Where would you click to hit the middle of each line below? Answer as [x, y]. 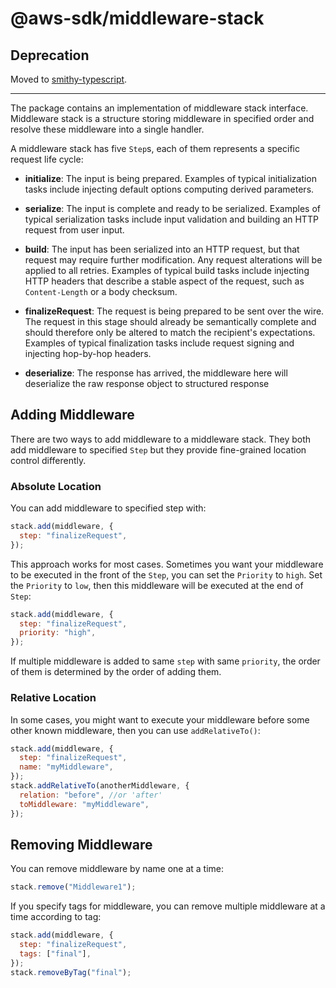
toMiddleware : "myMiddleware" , [84, 804]
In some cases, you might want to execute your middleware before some [160, 719]
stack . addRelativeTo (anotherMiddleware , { [100, 786]
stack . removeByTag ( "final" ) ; [71, 972]
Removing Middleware [81, 844]
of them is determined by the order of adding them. [116, 672]
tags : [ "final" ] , [55, 953]
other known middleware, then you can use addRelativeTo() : [135, 730]
